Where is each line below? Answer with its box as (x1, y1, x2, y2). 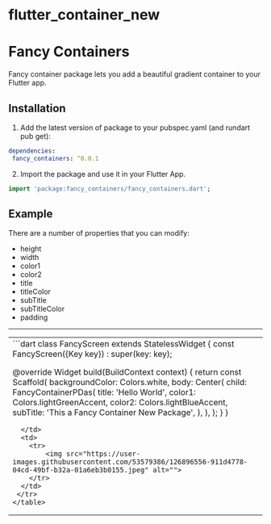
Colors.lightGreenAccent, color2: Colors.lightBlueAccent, (12, 397, 228, 409)
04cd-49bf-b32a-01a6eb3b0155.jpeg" (12, 466, 149, 475)
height (19, 244, 42, 254)
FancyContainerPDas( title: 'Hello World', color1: (12, 387, 196, 398)
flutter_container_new (8, 6, 161, 24)
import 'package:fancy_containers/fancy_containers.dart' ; (8, 184, 211, 193)
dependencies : (8, 147, 56, 155)
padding (19, 312, 48, 322)
